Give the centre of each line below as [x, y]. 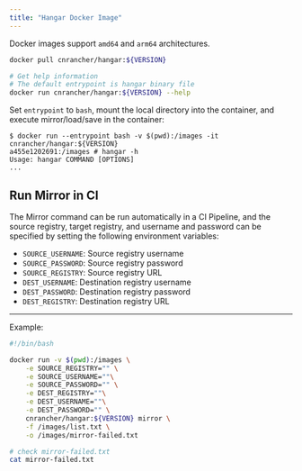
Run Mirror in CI [54, 195]
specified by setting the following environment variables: [114, 236]
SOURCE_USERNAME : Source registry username [103, 253]
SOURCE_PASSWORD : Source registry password [102, 263]
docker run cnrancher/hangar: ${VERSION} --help [100, 93]
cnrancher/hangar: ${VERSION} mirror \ [98, 418]
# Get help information [54, 76]
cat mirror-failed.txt [52, 460]
